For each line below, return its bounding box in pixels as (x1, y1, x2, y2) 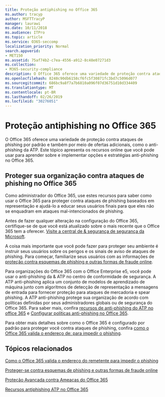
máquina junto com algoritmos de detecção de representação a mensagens (5, 284, 159, 290)
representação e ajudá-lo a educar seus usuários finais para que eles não (5, 203, 154, 209)
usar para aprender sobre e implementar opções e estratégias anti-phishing (5, 152, 159, 158)
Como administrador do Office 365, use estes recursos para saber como (5, 192, 152, 198)
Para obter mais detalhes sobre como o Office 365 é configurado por (5, 320, 145, 325)
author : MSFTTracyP (5, 16, 45, 21)
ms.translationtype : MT (5, 85, 54, 90)
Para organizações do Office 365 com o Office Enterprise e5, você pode (5, 268, 151, 274)
